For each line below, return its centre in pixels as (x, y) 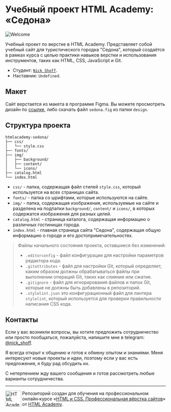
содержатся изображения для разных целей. (62, 214)
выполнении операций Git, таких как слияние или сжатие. (89, 277)
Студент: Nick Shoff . (35, 70)
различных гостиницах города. (46, 225)
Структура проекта (38, 126)
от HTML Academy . (43, 404)
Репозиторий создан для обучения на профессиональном (85, 394)
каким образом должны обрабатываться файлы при (82, 271)
